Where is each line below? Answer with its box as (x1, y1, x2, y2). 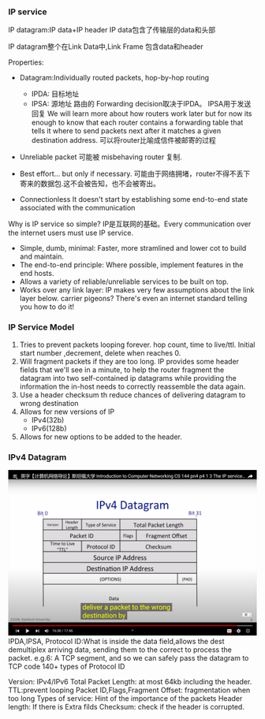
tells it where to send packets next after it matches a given (31, 126, 222, 136)
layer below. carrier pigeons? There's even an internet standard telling (19, 294, 248, 304)
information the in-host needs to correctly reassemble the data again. (19, 382, 246, 391)
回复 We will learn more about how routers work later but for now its (31, 109, 252, 118)
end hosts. (19, 269, 54, 278)
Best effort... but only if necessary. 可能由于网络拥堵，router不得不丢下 (19, 169, 251, 179)
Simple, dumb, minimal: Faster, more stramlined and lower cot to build (19, 244, 247, 253)
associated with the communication (19, 203, 136, 213)
